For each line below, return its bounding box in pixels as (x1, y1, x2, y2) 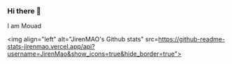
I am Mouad (7, 22, 42, 30)
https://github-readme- (158, 35, 226, 43)
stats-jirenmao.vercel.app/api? (7, 43, 96, 51)
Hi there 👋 (7, 6, 42, 16)
